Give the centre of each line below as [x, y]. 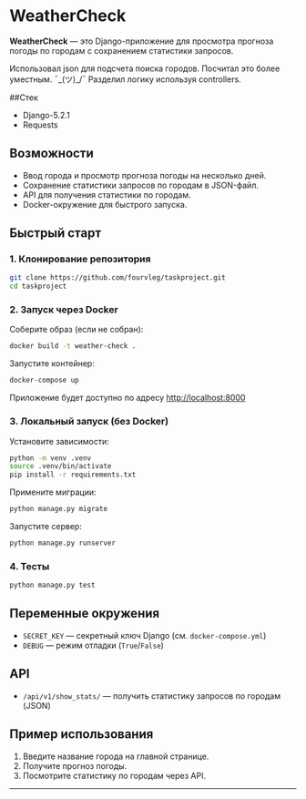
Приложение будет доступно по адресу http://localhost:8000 [127, 398]
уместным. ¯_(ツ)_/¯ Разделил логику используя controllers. [125, 79]
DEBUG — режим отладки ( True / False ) [93, 645]
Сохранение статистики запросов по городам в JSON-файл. [141, 185]
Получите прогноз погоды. [75, 765]
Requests [40, 125]
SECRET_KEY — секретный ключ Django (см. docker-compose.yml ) [144, 635]
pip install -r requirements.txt [73, 475]
